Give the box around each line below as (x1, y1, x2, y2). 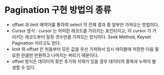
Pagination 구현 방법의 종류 (4, 4, 111, 16)
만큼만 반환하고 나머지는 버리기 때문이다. (21, 52, 99, 58)
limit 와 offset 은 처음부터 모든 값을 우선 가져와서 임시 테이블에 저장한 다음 (11, 46, 154, 52)
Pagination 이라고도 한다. (11, 40, 61, 46)
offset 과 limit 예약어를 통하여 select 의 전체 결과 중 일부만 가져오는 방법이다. (11, 22, 160, 27)
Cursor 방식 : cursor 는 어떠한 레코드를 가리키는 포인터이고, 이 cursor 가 (11, 27, 151, 33)
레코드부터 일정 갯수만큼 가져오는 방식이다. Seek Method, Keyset (25, 34, 151, 40)
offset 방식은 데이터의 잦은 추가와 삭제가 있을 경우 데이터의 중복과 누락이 (11, 58, 151, 64)
